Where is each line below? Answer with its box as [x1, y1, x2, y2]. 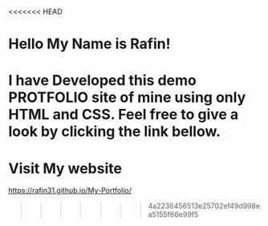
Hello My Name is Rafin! [8, 35, 171, 53]
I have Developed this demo [8, 71, 197, 90]
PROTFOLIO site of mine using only [8, 88, 246, 107]
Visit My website [8, 159, 123, 177]
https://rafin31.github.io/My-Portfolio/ [8, 186, 132, 196]
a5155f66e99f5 [148, 210, 199, 220]
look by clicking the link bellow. [8, 123, 221, 141]
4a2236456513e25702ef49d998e [148, 201, 261, 211]
